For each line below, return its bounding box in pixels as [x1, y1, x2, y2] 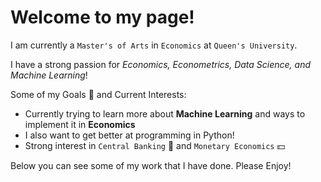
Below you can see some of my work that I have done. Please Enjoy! [10, 159, 292, 171]
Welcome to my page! [10, 6, 195, 29]
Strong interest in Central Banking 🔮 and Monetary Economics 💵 [24, 139, 286, 151]
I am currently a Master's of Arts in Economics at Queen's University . [10, 39, 298, 51]
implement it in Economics [24, 118, 136, 130]
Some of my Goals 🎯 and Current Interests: [10, 88, 187, 100]
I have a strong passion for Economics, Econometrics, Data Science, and [10, 58, 312, 70]
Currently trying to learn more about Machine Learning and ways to [24, 107, 306, 120]
